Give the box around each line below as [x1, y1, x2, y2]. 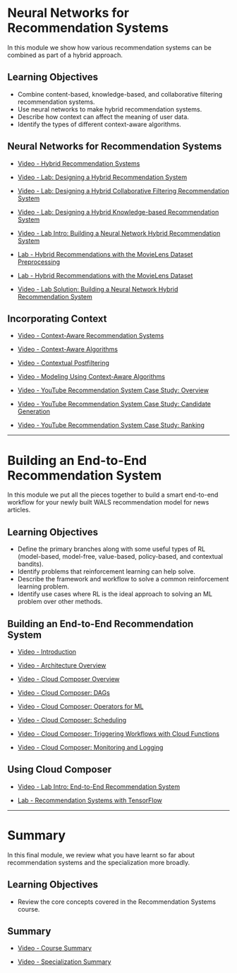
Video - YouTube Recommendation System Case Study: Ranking [17, 421, 205, 430]
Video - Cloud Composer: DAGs [17, 688, 111, 696]
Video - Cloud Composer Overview [17, 675, 120, 683]
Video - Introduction [17, 647, 76, 655]
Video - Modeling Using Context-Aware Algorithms [17, 373, 166, 381]
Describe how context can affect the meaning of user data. [17, 112, 189, 121]
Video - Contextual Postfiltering [17, 358, 109, 368]
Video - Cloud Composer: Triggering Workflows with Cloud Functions [17, 729, 220, 738]
